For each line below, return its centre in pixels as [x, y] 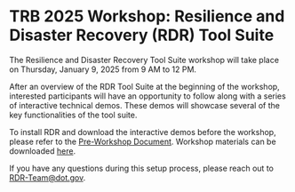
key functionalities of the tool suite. [73, 115]
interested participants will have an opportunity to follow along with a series [147, 96]
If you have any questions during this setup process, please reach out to [141, 168]
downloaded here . [43, 151]
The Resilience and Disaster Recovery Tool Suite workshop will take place [144, 60]
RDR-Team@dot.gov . [48, 177]
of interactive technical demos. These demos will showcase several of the [144, 105]
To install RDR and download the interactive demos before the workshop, [143, 132]
